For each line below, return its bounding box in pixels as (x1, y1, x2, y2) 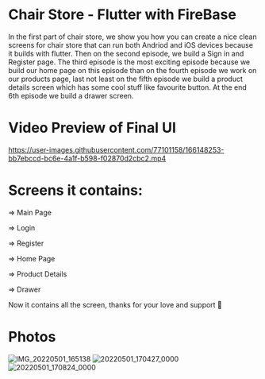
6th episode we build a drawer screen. (8, 91, 134, 100)
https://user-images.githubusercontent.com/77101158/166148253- (8, 145, 225, 154)
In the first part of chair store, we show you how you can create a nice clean (8, 32, 257, 41)
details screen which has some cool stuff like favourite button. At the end (8, 82, 248, 92)
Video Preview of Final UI (8, 119, 176, 137)
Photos (8, 328, 56, 346)
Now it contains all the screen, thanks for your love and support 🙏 (8, 300, 222, 309)
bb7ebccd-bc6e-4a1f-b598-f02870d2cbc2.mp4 (8, 153, 167, 163)
